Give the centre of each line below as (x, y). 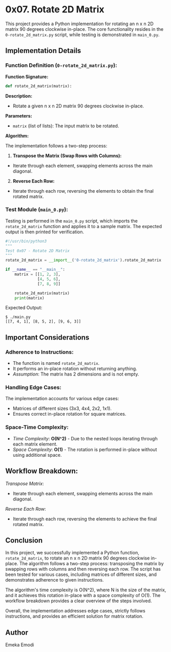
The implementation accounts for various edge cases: (62, 399)
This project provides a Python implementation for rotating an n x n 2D (79, 24)
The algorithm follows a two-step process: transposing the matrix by (91, 564)
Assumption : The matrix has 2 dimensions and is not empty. (76, 374)
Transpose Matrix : (25, 483)
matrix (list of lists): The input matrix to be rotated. (66, 126)
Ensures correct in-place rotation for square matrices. (69, 414)
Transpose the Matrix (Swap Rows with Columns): (67, 156)
